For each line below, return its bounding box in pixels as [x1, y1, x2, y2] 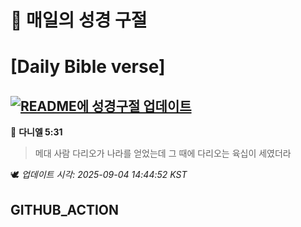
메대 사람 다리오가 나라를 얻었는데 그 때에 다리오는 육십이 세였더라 [34, 147, 292, 160]
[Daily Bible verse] [10, 56, 166, 78]
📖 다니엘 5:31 [10, 126, 63, 138]
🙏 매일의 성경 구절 [10, 9, 148, 32]
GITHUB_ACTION [10, 201, 120, 218]
